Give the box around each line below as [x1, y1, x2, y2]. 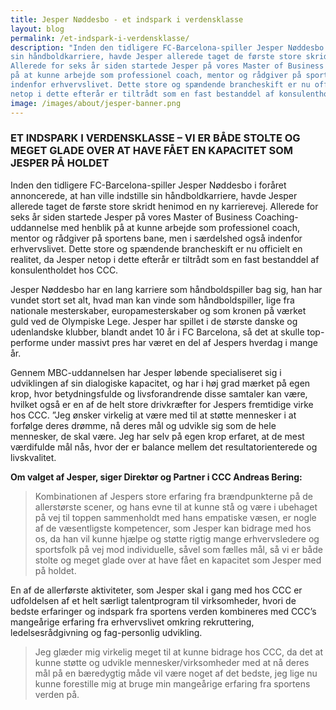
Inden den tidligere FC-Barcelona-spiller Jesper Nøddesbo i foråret [10, 179, 287, 191]
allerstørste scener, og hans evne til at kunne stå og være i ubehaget [34, 501, 318, 513]
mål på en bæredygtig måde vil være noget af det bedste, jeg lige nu [34, 667, 318, 679]
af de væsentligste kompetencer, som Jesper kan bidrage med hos [34, 522, 312, 534]
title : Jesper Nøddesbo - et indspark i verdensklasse [10, 14, 244, 25]
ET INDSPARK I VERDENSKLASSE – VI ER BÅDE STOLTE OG [10, 131, 301, 145]
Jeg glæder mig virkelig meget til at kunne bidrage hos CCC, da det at [34, 646, 324, 658]
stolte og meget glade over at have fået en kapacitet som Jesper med [34, 554, 322, 566]
